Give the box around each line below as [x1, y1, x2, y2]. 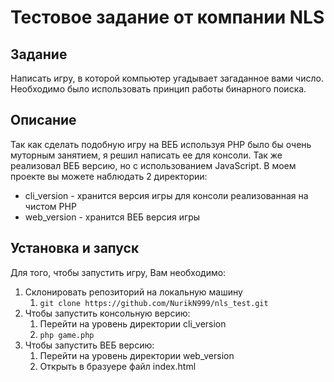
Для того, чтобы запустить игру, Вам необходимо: [10, 266, 227, 278]
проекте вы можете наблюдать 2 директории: [10, 170, 208, 182]
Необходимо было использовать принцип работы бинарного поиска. [10, 83, 307, 95]
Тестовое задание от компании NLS [10, 6, 325, 29]
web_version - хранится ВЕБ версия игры [24, 211, 201, 223]
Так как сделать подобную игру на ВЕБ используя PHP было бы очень [10, 138, 312, 150]
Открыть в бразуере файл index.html [39, 360, 197, 372]
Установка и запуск [10, 240, 140, 257]
